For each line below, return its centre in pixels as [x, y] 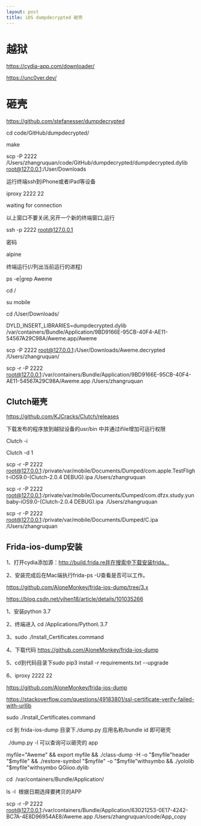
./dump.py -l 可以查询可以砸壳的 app [53, 742]
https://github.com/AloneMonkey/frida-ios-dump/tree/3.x [77, 587]
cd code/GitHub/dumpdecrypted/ [48, 133]
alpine [14, 255]
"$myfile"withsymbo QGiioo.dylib [48, 767]
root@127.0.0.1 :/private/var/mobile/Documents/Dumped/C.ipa [82, 520]
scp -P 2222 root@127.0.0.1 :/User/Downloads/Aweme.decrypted [86, 350]
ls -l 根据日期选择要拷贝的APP [44, 792]
